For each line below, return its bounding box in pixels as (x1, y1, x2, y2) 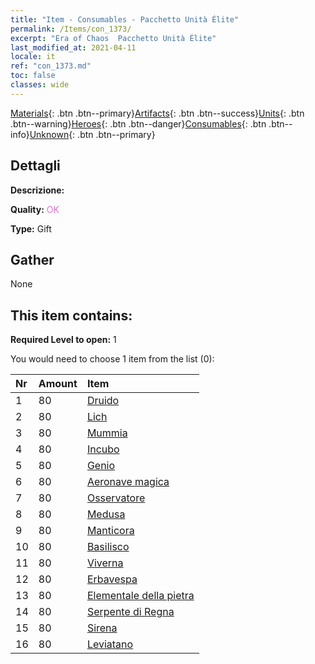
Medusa (86, 507, 126, 521)
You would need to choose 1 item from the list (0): (10, 353, 215, 365)
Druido (86, 394, 120, 408)
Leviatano (86, 637, 134, 651)
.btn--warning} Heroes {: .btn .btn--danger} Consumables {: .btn (10, 117, 267, 130)
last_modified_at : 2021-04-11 (10, 42, 137, 53)
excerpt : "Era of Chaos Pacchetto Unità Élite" (10, 33, 217, 43)
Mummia (86, 426, 128, 440)
